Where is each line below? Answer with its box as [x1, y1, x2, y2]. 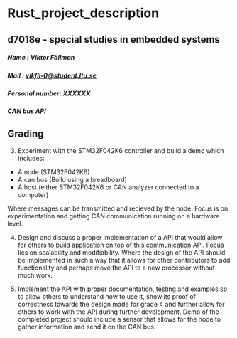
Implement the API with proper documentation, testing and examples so [17, 285, 228, 293]
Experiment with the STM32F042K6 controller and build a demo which [17, 147, 224, 155]
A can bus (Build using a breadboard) [17, 176, 128, 184]
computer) [17, 191, 49, 199]
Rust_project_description [7, 5, 160, 21]
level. [7, 219, 23, 228]
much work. [17, 271, 53, 280]
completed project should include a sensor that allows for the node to [17, 315, 221, 324]
